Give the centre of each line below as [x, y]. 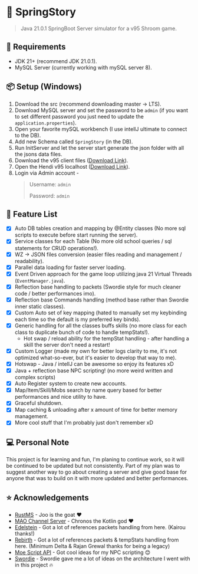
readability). [29, 261]
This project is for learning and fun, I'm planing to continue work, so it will [95, 460]
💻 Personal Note [38, 442]
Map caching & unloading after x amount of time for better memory [96, 410]
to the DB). [28, 135]
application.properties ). [45, 123]
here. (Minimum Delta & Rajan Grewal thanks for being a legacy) [92, 546]
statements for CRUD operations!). [57, 248]
